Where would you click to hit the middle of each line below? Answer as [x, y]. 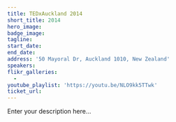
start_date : [24, 46]
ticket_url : [24, 91]
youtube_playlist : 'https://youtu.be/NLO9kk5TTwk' [82, 85]
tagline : [20, 40]
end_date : [22, 53]
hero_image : [24, 26]
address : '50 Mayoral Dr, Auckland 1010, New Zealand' [89, 59]
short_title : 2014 [34, 20]
